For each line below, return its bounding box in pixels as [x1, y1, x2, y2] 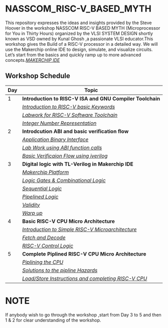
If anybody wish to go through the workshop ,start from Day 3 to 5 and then [5, 311, 161, 317]
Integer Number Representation [22, 119, 97, 126]
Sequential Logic [22, 185, 62, 192]
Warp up [22, 209, 43, 216]
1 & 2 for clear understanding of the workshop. [5, 317, 101, 323]
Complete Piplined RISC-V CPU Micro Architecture [22, 250, 146, 257]
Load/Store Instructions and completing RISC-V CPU [22, 275, 147, 282]
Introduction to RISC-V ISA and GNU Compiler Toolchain [22, 95, 160, 102]
